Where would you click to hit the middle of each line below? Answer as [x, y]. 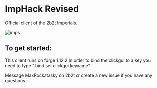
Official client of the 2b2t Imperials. [41, 23]
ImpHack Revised [42, 9]
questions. [16, 80]
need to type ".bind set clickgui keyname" [48, 65]
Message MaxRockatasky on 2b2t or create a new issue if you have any [79, 75]
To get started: [29, 48]
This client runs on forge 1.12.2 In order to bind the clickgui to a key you [78, 60]
